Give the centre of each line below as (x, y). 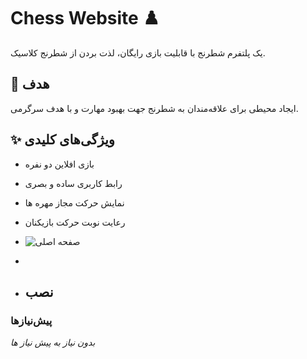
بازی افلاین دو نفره (59, 164)
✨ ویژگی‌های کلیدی (62, 140)
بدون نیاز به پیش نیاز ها (53, 342)
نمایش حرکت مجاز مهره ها (74, 202)
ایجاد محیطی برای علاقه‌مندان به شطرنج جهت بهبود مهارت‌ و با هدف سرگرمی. (154, 108)
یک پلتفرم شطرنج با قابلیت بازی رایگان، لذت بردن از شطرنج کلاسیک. (138, 52)
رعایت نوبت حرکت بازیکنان (75, 222)
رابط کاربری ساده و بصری (73, 183)
